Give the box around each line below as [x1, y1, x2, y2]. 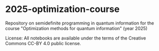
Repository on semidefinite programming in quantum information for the [5, 20, 154, 26]
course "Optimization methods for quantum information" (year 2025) [5, 25, 147, 31]
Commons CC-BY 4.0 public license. [5, 40, 82, 46]
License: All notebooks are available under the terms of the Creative [5, 35, 146, 41]
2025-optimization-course [5, 3, 120, 15]
